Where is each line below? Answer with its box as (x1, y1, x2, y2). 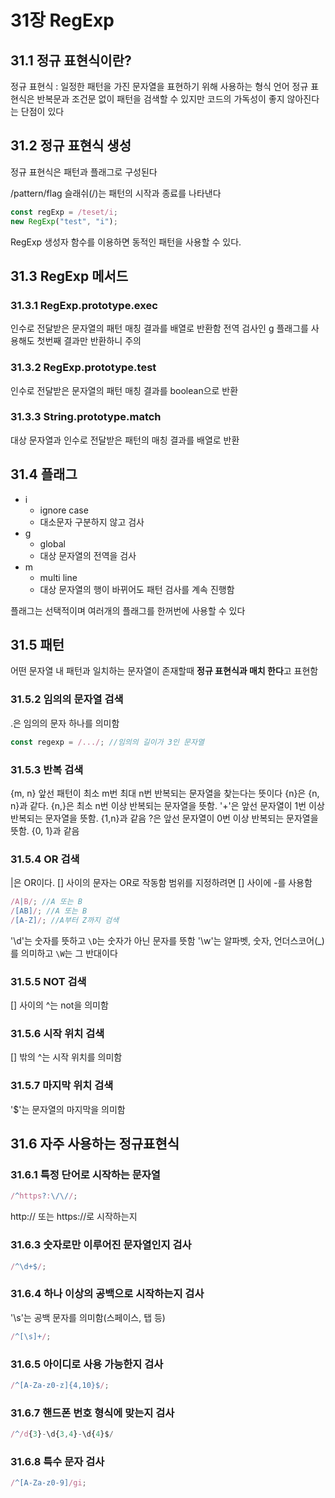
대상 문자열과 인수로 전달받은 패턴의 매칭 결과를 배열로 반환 (10, 434, 240, 446)
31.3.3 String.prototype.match (10, 410, 162, 424)
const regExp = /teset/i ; (10, 207, 118, 217)
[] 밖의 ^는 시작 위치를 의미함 (10, 1051, 123, 1063)
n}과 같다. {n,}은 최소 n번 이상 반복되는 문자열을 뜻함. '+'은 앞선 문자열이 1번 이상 (10, 799, 325, 811)
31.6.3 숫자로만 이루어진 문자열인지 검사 (10, 1238, 192, 1252)
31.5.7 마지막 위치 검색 (10, 1079, 114, 1093)
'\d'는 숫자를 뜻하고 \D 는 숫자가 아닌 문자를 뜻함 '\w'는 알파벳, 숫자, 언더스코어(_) (10, 934, 325, 946)
